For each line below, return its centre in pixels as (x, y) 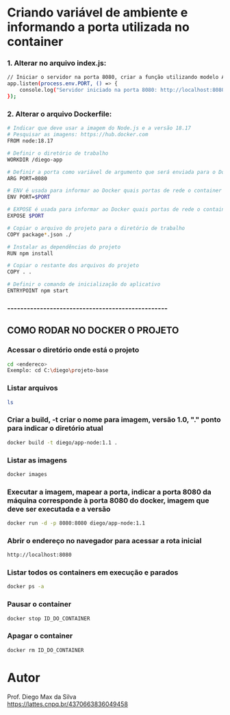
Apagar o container (40, 636)
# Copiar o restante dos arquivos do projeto (73, 266)
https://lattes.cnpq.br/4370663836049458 (68, 704)
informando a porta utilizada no (98, 27)
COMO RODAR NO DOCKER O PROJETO (93, 330)
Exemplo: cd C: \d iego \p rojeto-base (58, 371)
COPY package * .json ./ (39, 234)
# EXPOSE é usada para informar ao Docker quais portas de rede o (104, 210)
